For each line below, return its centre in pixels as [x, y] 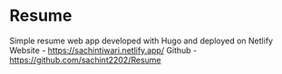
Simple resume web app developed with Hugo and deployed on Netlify [141, 41]
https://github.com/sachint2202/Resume [85, 60]
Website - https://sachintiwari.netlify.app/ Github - [103, 50]
